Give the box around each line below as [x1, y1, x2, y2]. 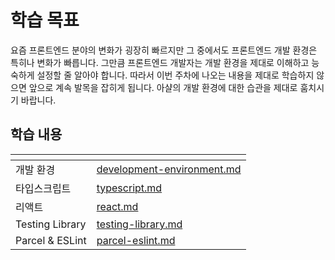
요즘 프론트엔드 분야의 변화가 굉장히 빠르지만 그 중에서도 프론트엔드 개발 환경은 [10, 44, 318, 56]
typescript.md [96, 181, 163, 195]
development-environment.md [96, 162, 242, 176]
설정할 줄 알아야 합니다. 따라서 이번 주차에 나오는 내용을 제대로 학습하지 [36, 69, 315, 81]
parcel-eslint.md [96, 233, 176, 247]
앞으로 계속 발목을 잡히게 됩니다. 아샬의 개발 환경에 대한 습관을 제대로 [28, 81, 298, 93]
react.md [96, 199, 139, 213]
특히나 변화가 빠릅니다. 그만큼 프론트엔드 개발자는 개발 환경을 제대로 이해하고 [10, 56, 310, 68]
